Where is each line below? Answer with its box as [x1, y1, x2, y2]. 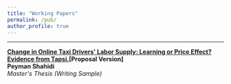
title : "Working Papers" [7, 10, 78, 17]
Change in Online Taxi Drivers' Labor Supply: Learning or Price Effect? [7, 48, 212, 56]
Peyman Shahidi [7, 62, 55, 70]
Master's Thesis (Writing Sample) [7, 70, 102, 78]
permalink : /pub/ [7, 16, 57, 23]
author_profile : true [7, 23, 69, 29]
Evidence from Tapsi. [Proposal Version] [7, 55, 124, 64]
